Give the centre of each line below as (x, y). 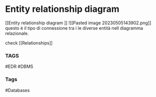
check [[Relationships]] (29, 43)
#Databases (17, 90)
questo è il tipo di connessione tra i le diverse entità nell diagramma (74, 28)
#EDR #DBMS (19, 67)
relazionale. (17, 33)
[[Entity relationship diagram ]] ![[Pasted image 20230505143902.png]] (78, 23)
